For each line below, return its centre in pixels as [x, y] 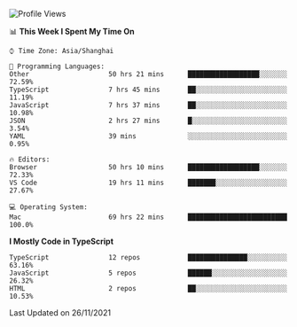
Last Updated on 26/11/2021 [60, 313]
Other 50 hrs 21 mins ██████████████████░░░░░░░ [148, 74]
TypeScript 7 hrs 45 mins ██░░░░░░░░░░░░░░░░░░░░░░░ [148, 90]
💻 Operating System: [49, 207]
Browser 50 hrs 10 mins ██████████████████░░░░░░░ [148, 167]
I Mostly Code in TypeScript [61, 241]
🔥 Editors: [30, 160]
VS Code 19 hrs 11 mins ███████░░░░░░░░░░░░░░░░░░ [148, 183]
